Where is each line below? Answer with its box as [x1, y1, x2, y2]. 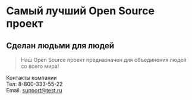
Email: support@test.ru [6, 87, 62, 93]
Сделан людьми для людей [6, 40, 115, 51]
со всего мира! [20, 62, 59, 70]
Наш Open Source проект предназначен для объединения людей [20, 57, 187, 63]
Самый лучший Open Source [6, 4, 155, 18]
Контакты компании [6, 74, 57, 81]
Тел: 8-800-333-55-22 [6, 80, 63, 87]
